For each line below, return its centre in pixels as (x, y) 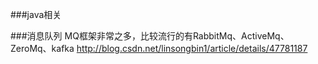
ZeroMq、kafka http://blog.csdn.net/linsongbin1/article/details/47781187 (159, 48)
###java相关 (36, 14)
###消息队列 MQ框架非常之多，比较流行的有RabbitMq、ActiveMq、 (150, 36)
